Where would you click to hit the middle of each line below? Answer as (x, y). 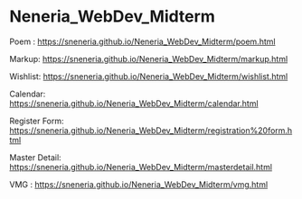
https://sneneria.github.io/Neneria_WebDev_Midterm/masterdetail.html (141, 167)
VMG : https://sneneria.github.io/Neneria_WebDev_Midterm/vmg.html (139, 184)
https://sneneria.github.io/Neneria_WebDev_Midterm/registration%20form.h (151, 130)
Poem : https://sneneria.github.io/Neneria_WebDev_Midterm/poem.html (142, 41)
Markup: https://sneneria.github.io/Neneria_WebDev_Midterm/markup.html (149, 59)
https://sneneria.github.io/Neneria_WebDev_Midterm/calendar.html (134, 103)
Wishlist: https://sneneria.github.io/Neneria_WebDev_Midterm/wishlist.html (149, 76)
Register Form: (37, 121)
